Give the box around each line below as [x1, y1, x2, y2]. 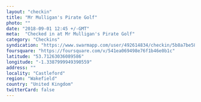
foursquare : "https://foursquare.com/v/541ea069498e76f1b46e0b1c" [6, 48, 175, 54]
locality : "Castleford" [6, 70, 66, 76]
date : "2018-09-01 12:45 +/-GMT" [6, 25, 90, 32]
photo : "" [6, 20, 31, 26]
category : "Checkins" [6, 37, 60, 43]
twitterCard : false [6, 87, 55, 93]
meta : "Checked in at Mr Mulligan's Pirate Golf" [6, 31, 135, 37]
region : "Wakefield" [6, 76, 58, 82]
